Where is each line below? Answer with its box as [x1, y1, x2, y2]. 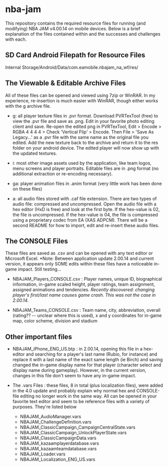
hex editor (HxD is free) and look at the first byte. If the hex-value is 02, [12, 206, 160, 212]
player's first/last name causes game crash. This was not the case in [12, 292, 156, 298]
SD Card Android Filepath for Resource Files [5, 51, 145, 59]
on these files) [12, 185, 43, 192]
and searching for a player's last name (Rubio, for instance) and [26, 351, 157, 357]
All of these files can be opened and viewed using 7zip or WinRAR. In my [5, 92, 155, 98]
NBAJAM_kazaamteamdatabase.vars [20, 446, 97, 452]
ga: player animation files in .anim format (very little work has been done [12, 180, 162, 186]
